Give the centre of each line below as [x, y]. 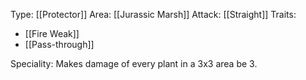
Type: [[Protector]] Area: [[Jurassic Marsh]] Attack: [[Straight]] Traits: [153, 14]
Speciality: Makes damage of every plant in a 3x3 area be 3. [134, 63]
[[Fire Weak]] [52, 33]
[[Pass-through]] [59, 44]
